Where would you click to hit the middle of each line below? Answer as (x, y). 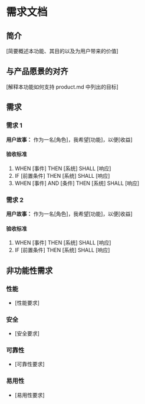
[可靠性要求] (30, 364)
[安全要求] (27, 334)
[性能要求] (27, 302)
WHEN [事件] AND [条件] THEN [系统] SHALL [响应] (77, 183)
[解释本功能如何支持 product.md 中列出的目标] (62, 87)
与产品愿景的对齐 (37, 71)
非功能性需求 (29, 270)
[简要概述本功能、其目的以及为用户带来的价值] (62, 51)
